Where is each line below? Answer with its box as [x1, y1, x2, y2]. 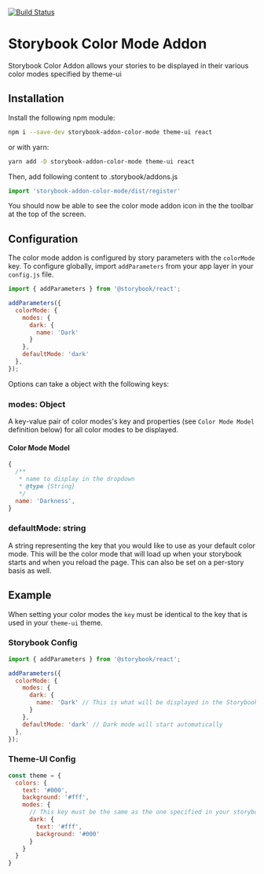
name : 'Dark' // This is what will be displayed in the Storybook [36, 699, 258, 707]
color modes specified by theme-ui [8, 69, 122, 79]
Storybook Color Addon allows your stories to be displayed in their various [8, 61, 249, 70]
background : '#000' [36, 830, 101, 838]
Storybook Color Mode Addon [8, 35, 207, 53]
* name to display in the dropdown [18, 476, 135, 483]
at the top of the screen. [8, 209, 86, 219]
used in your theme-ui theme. [8, 618, 104, 627]
